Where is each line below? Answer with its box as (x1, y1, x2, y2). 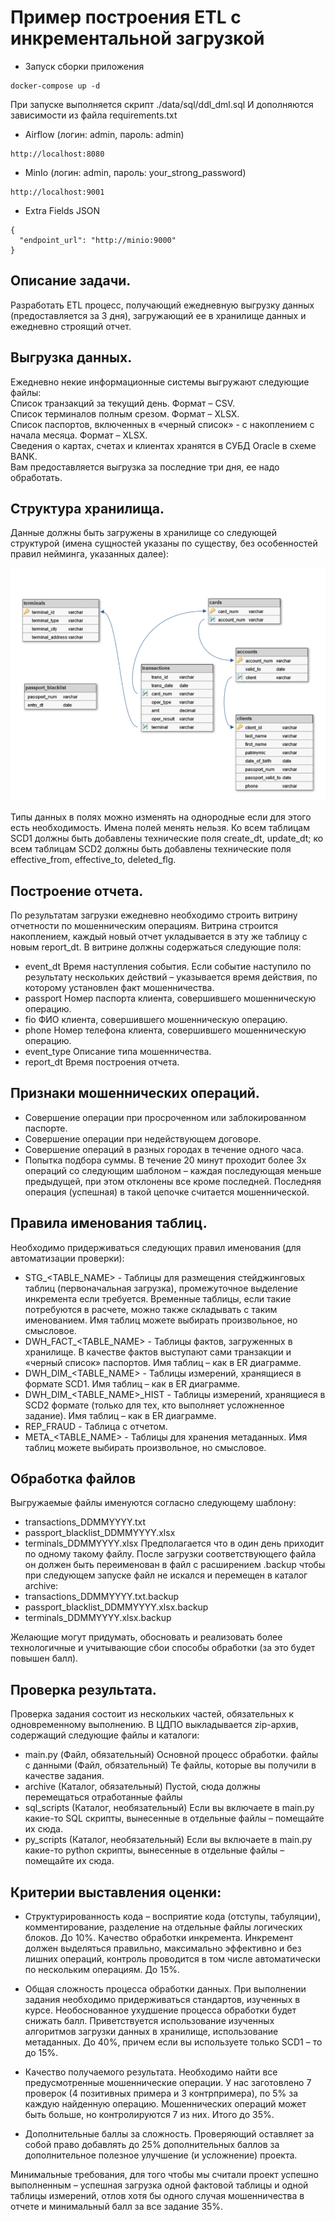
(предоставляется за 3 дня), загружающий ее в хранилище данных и (10, 309, 307, 321)
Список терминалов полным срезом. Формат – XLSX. (10, 407, 240, 420)
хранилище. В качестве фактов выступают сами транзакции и (24, 1346, 292, 1358)
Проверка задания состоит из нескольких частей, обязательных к (10, 1708, 295, 1720)
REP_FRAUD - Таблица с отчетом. (24, 1420, 168, 1432)
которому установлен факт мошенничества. (24, 982, 215, 993)
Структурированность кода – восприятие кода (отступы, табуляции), (24, 1911, 321, 1923)
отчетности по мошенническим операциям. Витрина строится (10, 920, 279, 931)
